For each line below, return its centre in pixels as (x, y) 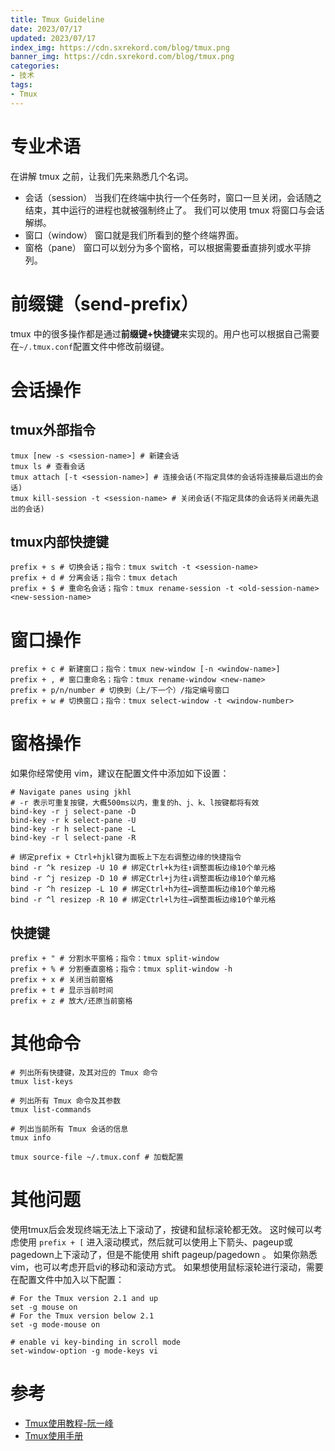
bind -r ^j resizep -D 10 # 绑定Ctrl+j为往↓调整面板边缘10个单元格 (143, 879)
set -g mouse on (44, 1307)
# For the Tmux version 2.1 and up (84, 1298)
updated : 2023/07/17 (53, 38)
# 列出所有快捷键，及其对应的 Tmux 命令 (84, 1072)
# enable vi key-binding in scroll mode (96, 1342)
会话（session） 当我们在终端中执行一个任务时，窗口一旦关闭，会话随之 (173, 197)
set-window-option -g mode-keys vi (84, 1351)
